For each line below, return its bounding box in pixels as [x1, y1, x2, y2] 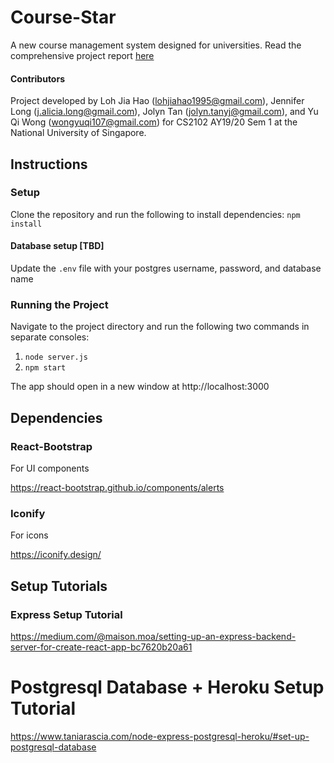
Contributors [10, 72, 66, 85]
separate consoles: [10, 331, 90, 343]
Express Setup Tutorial [10, 607, 123, 621]
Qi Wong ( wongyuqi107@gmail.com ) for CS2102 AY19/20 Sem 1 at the [10, 116, 298, 128]
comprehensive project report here [10, 49, 155, 61]
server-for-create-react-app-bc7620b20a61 [10, 641, 193, 653]
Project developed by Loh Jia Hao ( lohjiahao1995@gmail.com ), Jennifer [10, 95, 305, 107]
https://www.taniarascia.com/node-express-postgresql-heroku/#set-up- [10, 730, 310, 742]
